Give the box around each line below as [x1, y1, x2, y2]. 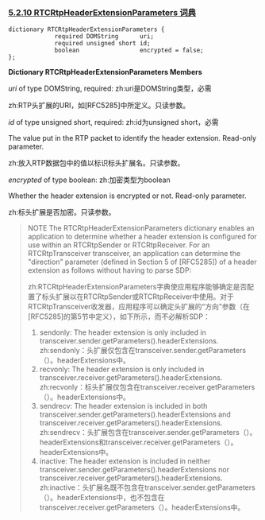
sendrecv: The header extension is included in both [39, 402, 208, 411]
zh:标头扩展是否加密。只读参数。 [8, 208, 117, 217]
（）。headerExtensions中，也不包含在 [39, 493, 165, 503]
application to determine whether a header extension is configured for [27, 232, 258, 242]
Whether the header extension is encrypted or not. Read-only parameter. [8, 191, 247, 200]
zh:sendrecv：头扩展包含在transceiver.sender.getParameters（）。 [39, 428, 257, 437]
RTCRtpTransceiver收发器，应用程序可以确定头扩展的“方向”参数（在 [27, 302, 250, 312]
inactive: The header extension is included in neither [39, 456, 211, 466]
